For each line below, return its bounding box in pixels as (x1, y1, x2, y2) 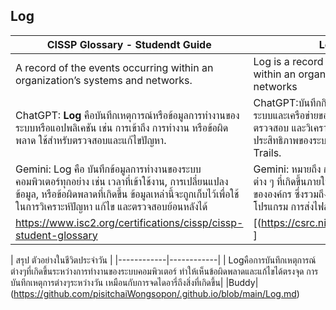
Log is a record (253, 54, 324, 68)
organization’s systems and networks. (15, 73, 193, 87)
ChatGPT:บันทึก (253, 95, 322, 109)
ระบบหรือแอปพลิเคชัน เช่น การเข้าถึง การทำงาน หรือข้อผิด (15, 120, 229, 134)
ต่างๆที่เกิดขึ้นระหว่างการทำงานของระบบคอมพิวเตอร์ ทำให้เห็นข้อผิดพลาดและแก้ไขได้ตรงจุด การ (10, 265, 319, 277)
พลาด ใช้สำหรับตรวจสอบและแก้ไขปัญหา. (15, 133, 167, 147)
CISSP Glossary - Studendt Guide (46, 37, 212, 51)
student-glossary (15, 228, 98, 242)
